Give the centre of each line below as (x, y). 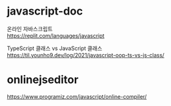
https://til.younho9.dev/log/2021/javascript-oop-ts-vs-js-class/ (86, 55)
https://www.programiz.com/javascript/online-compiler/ (77, 96)
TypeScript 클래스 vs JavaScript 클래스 (55, 48)
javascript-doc (45, 11)
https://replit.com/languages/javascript (56, 35)
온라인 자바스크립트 (30, 29)
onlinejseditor (43, 80)
